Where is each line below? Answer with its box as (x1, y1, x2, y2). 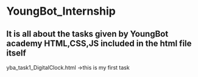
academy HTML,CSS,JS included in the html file (6, 38, 192, 48)
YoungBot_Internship (6, 4, 116, 18)
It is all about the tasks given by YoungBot (6, 29, 169, 39)
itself (6, 48, 26, 58)
